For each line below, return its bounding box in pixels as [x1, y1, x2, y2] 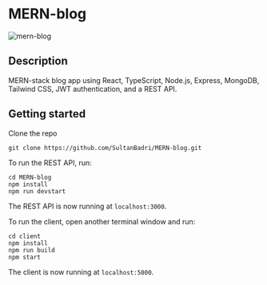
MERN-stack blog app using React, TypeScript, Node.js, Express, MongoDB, [8, 75, 260, 85]
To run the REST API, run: [8, 157, 92, 168]
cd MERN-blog [8, 173, 52, 181]
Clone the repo [8, 129, 58, 138]
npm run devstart [8, 187, 66, 196]
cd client [8, 232, 42, 240]
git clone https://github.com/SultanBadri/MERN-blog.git [8, 144, 202, 152]
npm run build [8, 246, 56, 254]
